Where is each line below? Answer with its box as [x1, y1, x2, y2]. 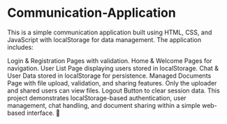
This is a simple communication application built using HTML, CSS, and [7, 28, 212, 36]
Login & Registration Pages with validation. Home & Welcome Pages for [7, 56, 212, 64]
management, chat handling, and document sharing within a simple [7, 101, 200, 109]
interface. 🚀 [27, 109, 61, 117]
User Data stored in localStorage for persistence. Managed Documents [7, 71, 212, 80]
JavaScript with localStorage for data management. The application [7, 35, 201, 43]
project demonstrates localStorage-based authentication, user [7, 93, 186, 102]
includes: [7, 43, 34, 51]
